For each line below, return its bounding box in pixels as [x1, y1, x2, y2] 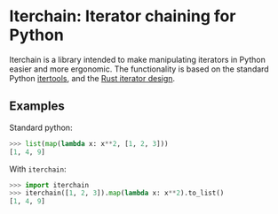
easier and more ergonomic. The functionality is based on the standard [9, 64, 269, 74]
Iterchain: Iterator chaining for [9, 6, 236, 27]
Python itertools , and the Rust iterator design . [9, 73, 176, 83]
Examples [9, 99, 65, 114]
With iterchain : [9, 164, 67, 174]
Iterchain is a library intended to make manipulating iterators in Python [9, 54, 266, 65]
